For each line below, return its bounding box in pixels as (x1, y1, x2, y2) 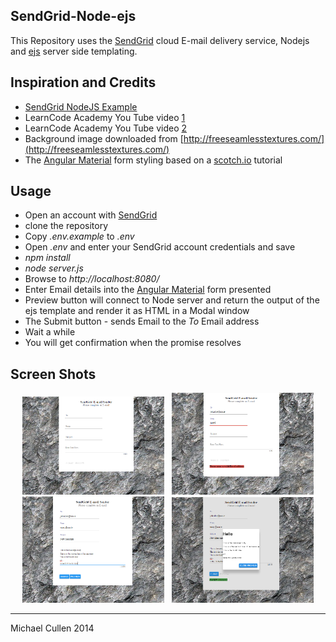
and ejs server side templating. (10, 45, 138, 57)
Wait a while (24, 326, 76, 338)
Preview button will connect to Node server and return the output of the (24, 294, 320, 306)
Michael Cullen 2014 (10, 622, 95, 634)
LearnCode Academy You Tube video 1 (24, 111, 186, 123)
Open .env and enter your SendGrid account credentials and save (24, 241, 296, 253)
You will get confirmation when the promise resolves (24, 337, 242, 349)
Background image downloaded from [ (24, 132, 184, 144)
